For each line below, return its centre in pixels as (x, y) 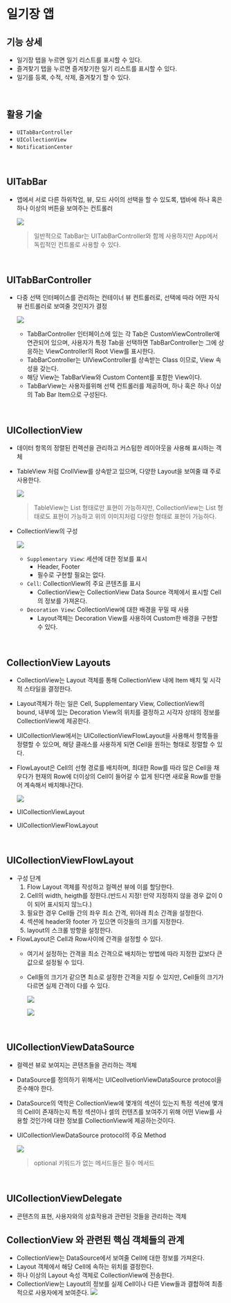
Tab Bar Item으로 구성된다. (71, 395)
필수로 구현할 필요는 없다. (71, 575)
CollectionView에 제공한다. (54, 721)
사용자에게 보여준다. (62, 1293)
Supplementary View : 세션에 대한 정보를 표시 (87, 559)
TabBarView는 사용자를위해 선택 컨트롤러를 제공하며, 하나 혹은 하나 (118, 386)
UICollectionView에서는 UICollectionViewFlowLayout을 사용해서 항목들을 (118, 736)
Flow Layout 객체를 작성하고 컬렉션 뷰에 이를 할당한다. (100, 887)
